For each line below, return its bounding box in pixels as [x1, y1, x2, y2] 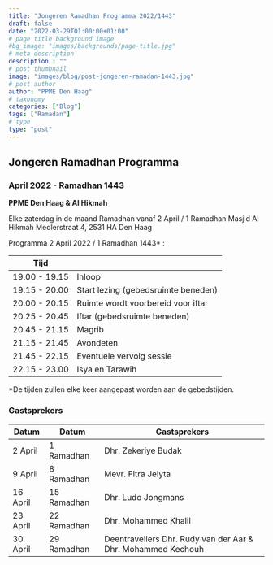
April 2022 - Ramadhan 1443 [8, 180, 124, 191]
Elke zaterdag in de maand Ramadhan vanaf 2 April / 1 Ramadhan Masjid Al [8, 214, 259, 224]
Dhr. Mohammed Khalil [104, 515, 191, 526]
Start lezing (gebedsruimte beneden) [76, 285, 218, 296]
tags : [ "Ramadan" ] [8, 111, 71, 119]
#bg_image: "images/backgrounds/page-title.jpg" [8, 42, 176, 50]
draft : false [8, 20, 53, 28]
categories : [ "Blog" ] [8, 102, 82, 111]
